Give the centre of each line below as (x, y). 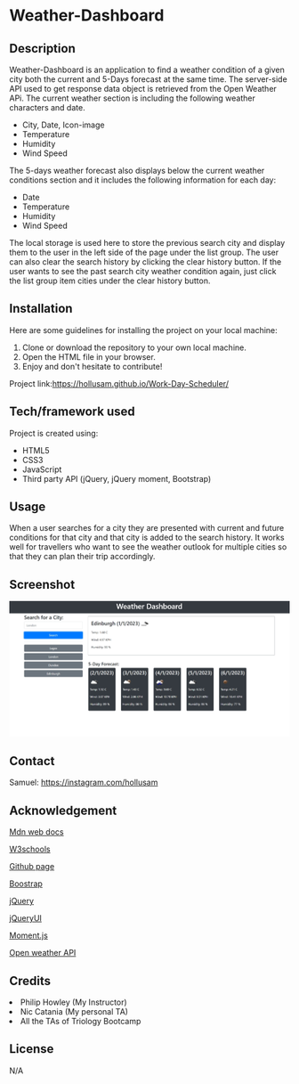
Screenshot (42, 584)
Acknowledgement (63, 810)
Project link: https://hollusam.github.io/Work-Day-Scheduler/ (119, 383)
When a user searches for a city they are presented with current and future (147, 528)
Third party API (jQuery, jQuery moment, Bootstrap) (117, 478)
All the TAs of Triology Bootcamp (81, 1022)
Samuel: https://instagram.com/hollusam (84, 782)
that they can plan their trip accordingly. (82, 557)
